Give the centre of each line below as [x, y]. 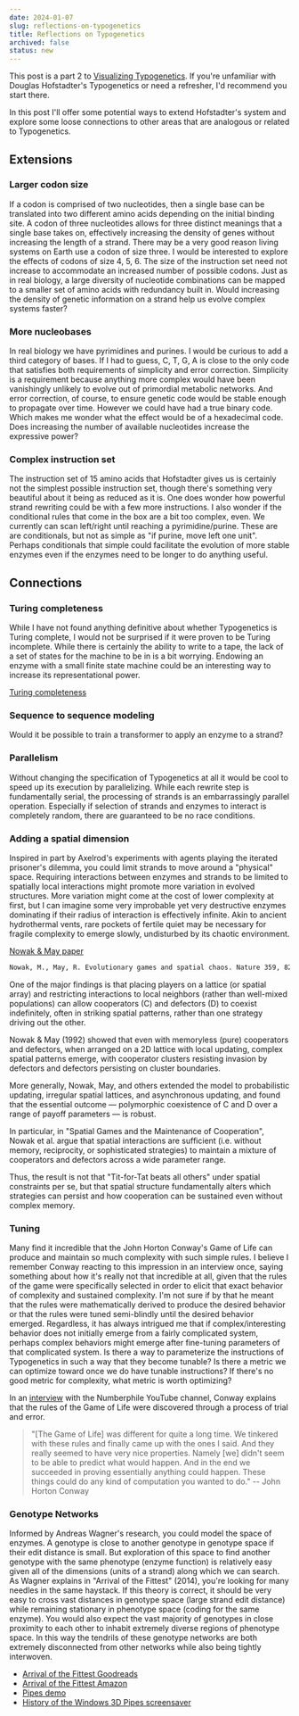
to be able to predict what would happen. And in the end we [141, 1463]
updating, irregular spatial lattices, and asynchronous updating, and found [145, 1095]
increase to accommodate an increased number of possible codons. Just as [149, 270]
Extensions [41, 159]
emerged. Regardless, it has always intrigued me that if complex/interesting [148, 1324]
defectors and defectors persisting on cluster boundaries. [115, 1068]
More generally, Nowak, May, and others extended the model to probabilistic [149, 1085]
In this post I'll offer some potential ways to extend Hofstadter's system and [148, 112]
